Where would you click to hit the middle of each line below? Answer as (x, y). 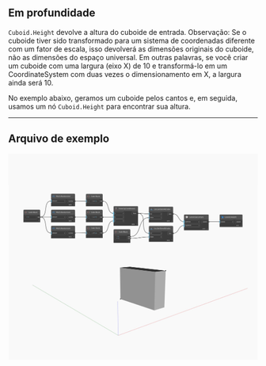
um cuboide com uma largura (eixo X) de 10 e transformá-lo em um (118, 66)
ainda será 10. (31, 82)
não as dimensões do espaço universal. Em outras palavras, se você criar (128, 57)
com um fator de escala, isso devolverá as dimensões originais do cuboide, (131, 49)
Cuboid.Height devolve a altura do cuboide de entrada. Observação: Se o (127, 32)
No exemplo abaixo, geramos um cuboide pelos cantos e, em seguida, (123, 97)
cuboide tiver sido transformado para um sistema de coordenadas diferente (132, 40)
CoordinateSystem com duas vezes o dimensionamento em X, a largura (125, 74)
